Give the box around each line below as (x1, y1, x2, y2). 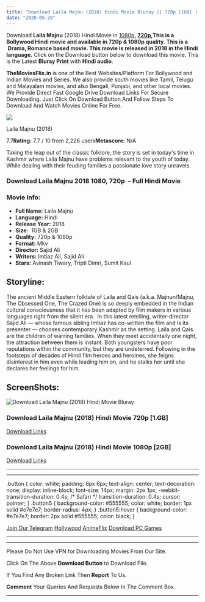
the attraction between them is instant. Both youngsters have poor (6, 339, 173, 346)
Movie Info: (6, 193, 41, 202)
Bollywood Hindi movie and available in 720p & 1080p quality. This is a (6, 38, 188, 45)
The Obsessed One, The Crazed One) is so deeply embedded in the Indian (6, 299, 194, 307)
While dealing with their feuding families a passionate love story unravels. (6, 161, 191, 169)
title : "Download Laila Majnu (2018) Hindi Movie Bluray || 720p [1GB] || (6, 9, 201, 15)
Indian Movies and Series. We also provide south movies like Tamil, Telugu (6, 76, 193, 83)
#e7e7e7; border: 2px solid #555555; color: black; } (6, 512, 135, 519)
